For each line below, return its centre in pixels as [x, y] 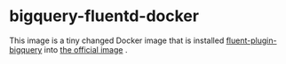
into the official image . [86, 49]
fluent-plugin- [251, 40]
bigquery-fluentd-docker [104, 16]
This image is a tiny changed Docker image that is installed [117, 40]
